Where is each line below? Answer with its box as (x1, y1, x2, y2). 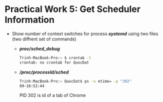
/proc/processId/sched (19, 69, 69, 75)
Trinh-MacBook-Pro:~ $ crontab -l (19, 55, 91, 60)
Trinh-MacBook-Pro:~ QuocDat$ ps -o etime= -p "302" (19, 78, 132, 83)
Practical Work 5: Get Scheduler (4, 3, 141, 15)
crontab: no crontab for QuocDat (19, 60, 89, 65)
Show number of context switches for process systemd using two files (11, 30, 158, 36)
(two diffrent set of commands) (11, 36, 76, 42)
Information (4, 14, 54, 25)
